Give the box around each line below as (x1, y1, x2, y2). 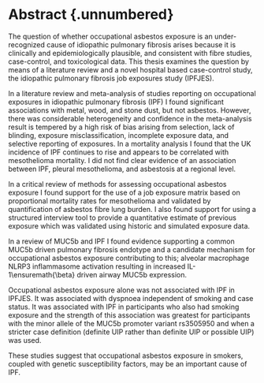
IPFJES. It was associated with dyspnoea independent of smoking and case (8, 293, 254, 303)
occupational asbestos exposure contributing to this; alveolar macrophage (8, 253, 250, 262)
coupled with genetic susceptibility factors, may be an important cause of (8, 359, 247, 368)
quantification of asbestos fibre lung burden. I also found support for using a (8, 204, 256, 214)
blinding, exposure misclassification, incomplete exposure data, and (8, 130, 229, 139)
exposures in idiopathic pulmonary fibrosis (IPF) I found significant (8, 97, 225, 106)
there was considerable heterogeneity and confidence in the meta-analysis (8, 113, 252, 123)
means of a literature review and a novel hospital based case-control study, (8, 65, 253, 74)
